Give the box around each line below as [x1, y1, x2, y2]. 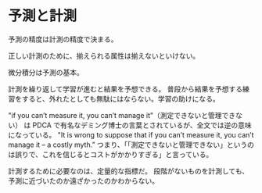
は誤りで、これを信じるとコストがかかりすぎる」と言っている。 [8, 149, 214, 159]
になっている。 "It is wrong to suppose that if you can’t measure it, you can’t [8, 130, 254, 139]
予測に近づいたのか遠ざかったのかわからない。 [8, 176, 159, 185]
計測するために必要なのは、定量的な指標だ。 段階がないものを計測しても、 [8, 166, 249, 176]
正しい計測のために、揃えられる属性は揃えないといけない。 [8, 51, 200, 60]
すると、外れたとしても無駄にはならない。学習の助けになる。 [21, 94, 221, 103]
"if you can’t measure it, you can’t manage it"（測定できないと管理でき [8, 110, 236, 120]
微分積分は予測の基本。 [8, 67, 84, 77]
